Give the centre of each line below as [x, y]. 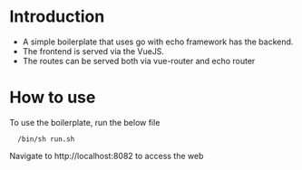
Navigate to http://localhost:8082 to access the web [107, 156]
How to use [53, 98]
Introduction [57, 17]
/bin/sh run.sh [46, 139]
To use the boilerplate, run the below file [85, 122]
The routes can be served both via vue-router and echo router [139, 61]
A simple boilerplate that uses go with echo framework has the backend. [158, 42]
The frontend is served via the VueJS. [93, 51]
